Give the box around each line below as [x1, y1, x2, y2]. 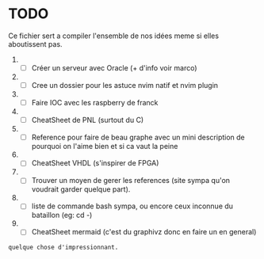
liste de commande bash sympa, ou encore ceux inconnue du [31, 201, 234, 211]
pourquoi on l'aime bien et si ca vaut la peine [31, 142, 178, 151]
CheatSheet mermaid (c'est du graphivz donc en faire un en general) [31, 227, 257, 237]
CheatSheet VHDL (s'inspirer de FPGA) [31, 158, 159, 168]
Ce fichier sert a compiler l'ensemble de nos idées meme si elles [8, 31, 220, 40]
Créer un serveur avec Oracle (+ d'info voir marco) [31, 63, 197, 72]
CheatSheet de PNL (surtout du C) [31, 116, 144, 125]
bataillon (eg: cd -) [31, 211, 93, 220]
